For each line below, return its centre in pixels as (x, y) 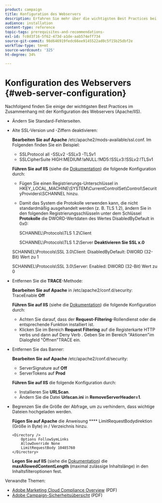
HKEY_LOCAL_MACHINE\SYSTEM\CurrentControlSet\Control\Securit (88, 189)
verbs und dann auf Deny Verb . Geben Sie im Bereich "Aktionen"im (87, 335)
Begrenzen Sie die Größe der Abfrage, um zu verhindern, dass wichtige (83, 407)
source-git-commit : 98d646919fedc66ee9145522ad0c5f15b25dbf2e (69, 41)
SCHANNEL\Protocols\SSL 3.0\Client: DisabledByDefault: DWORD (78, 252)
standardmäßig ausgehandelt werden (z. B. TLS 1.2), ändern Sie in (85, 208)
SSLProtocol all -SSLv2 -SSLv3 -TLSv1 (57, 154)
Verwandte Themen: (25, 481)
